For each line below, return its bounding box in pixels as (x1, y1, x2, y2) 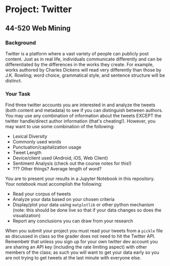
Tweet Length (12, 150, 42, 156)
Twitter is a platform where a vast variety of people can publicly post (5, 50, 149, 56)
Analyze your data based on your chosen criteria (12, 196, 115, 202)
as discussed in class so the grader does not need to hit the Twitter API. (5, 233, 156, 240)
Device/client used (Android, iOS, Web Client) (12, 155, 108, 161)
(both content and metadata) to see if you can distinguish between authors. (5, 107, 163, 113)
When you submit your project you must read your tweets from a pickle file (5, 228, 163, 234)
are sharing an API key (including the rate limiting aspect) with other (5, 244, 147, 250)
